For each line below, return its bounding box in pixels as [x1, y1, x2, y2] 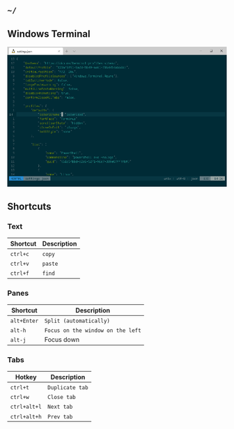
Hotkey [15, 372, 37, 381]
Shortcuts [7, 200, 52, 212]
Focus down [44, 336, 80, 344]
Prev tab [47, 413, 73, 420]
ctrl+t [10, 384, 29, 391]
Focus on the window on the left [44, 327, 141, 334]
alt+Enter [10, 317, 39, 324]
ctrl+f [10, 270, 29, 277]
